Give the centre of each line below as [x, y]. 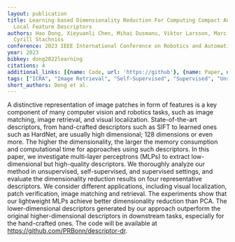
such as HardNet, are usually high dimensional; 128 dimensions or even [110, 135]
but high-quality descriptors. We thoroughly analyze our [124, 164]
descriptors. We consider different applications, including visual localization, [117, 186]
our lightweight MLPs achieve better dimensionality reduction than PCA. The [117, 201]
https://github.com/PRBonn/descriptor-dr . [67, 231]
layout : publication [37, 14]
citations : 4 [26, 66]
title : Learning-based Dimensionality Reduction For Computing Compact [114, 20]
